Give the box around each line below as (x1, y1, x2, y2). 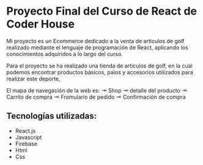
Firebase (15, 140, 38, 147)
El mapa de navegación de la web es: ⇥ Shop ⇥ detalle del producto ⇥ (6, 86, 188, 94)
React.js (15, 127, 36, 135)
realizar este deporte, (6, 75, 61, 82)
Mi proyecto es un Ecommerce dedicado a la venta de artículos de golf (6, 37, 185, 44)
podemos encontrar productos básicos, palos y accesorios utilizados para (6, 68, 194, 75)
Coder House (6, 17, 75, 31)
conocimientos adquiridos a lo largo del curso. (6, 50, 124, 57)
